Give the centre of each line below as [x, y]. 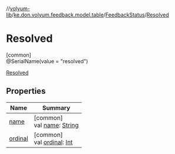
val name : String [56, 125]
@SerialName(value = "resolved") [47, 61]
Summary [56, 107]
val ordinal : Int [53, 142]
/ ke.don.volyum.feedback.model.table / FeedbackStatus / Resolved [90, 15]
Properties [26, 91]
